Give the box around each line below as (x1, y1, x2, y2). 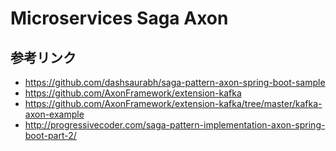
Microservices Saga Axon (10, 7, 229, 30)
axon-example (24, 108, 85, 120)
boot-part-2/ (24, 130, 77, 141)
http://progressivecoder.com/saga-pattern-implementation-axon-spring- (24, 119, 326, 131)
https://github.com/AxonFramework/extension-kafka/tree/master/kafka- (24, 98, 323, 109)
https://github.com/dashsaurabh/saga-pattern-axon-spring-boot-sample (24, 77, 326, 88)
